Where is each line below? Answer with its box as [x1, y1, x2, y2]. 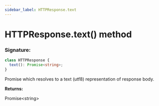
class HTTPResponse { [4, 58, 50, 63]
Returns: [4, 86, 23, 92]
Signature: [4, 46, 31, 53]
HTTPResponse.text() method [4, 28, 132, 40]
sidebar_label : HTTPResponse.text [4, 7, 77, 12]
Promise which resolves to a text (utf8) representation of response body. [4, 76, 154, 82]
